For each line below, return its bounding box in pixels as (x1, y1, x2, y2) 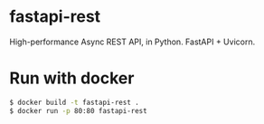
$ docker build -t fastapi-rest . (9, 98, 140, 107)
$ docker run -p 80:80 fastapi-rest (9, 106, 147, 115)
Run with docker (9, 68, 135, 89)
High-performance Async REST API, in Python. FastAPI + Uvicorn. (9, 36, 256, 47)
